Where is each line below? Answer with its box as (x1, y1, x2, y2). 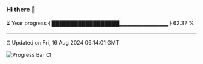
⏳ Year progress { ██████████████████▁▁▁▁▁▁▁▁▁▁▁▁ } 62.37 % (6, 19, 195, 27)
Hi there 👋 (6, 5, 36, 14)
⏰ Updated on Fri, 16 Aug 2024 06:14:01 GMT (6, 39, 120, 46)
